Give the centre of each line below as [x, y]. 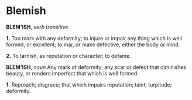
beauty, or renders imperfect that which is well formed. [72, 73]
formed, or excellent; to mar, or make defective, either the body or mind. [93, 44]
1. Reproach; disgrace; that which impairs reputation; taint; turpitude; [89, 85]
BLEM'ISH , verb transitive [37, 27]
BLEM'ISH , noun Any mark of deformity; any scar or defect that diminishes [96, 67]
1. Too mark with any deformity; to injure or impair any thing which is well [94, 38]
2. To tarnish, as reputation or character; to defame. [69, 56]
